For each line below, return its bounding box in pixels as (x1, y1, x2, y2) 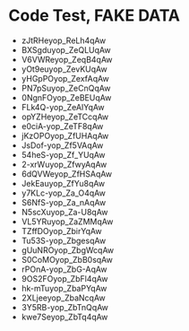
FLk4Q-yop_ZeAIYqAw (21, 101, 105, 112)
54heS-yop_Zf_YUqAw (21, 149, 106, 160)
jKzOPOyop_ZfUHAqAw (21, 130, 109, 141)
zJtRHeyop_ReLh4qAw (21, 35, 107, 46)
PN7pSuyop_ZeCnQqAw (21, 83, 111, 93)
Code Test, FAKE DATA (8, 5, 181, 26)
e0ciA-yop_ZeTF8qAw (21, 120, 104, 131)
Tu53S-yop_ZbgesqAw (21, 235, 107, 246)
